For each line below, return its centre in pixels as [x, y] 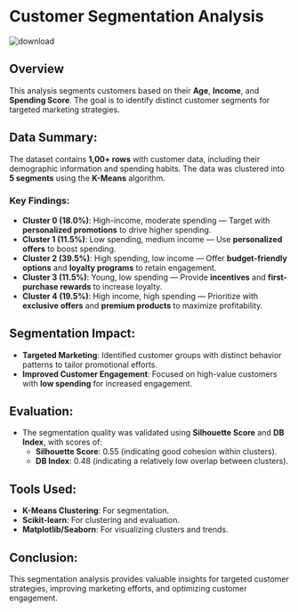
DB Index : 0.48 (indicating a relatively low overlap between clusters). [162, 461]
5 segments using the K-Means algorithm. [88, 178]
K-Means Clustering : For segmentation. [96, 510]
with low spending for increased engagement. [107, 383]
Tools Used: [43, 489]
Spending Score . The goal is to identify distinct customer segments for [140, 100]
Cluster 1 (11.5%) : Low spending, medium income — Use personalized [152, 239]
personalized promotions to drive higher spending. [117, 230]
